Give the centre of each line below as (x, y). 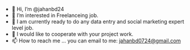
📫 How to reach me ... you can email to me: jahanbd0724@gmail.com (96, 41)
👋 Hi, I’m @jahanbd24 (38, 9)
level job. (23, 28)
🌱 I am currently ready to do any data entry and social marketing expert (98, 21)
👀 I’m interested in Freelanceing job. (55, 15)
